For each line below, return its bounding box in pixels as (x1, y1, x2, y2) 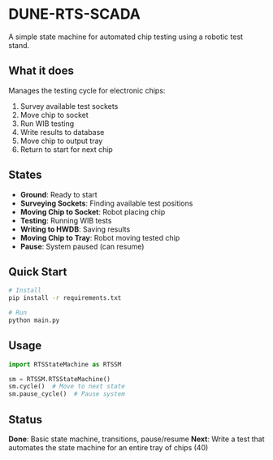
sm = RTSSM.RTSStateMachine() (8, 375, 111, 383)
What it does (8, 64, 75, 78)
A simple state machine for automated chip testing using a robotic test (8, 32, 244, 41)
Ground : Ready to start (19, 189, 97, 199)
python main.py (8, 316, 60, 324)
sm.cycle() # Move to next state (8, 383, 126, 391)
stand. (8, 40, 30, 50)
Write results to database (19, 127, 105, 137)
